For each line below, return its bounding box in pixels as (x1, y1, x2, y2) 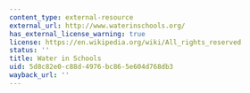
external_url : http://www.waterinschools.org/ (9, 21, 186, 30)
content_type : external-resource (9, 12, 134, 22)
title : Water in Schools (9, 54, 102, 63)
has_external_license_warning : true (9, 29, 146, 38)
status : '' (9, 46, 50, 55)
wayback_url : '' (9, 71, 70, 80)
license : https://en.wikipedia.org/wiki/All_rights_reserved (9, 37, 242, 47)
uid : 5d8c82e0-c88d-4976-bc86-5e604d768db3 (9, 63, 174, 72)
